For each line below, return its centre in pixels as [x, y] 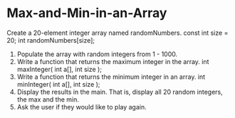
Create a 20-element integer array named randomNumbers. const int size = [117, 33]
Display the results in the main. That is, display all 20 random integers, [120, 92]
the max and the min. [48, 99]
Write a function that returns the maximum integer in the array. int [113, 61]
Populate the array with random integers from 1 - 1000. [97, 54]
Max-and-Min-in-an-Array [87, 13]
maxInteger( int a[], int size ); [59, 69]
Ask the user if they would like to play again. [82, 107]
